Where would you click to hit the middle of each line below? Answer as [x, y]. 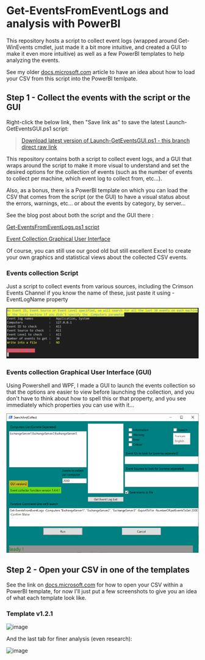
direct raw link [39, 147]
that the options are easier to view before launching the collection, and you [100, 392]
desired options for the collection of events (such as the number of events [99, 171]
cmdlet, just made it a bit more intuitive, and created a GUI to [111, 47]
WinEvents [20, 47]
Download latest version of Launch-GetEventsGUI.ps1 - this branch [106, 140]
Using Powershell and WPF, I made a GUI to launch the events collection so [101, 386]
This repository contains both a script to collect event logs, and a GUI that [99, 159]
